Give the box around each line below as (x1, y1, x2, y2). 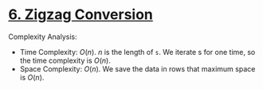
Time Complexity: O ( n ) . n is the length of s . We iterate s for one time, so (19, 47, 256, 56)
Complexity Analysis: (8, 32, 77, 41)
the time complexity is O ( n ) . (19, 56, 112, 65)
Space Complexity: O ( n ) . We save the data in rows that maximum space (19, 64, 256, 73)
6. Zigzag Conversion (8, 6, 154, 24)
